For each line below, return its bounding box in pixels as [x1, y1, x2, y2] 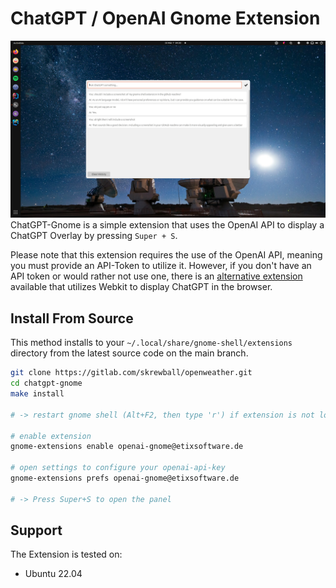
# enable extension [10, 431, 92, 441]
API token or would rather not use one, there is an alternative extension [10, 270, 303, 282]
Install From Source [10, 310, 134, 327]
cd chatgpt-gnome [10, 378, 83, 389]
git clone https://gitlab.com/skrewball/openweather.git [10, 368, 253, 378]
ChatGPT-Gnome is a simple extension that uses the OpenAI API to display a [10, 219, 325, 231]
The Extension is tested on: [10, 548, 123, 561]
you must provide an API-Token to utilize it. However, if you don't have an [10, 260, 312, 272]
